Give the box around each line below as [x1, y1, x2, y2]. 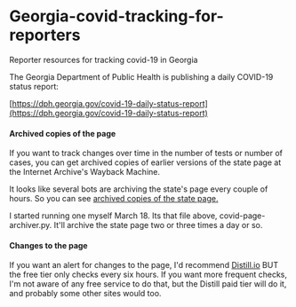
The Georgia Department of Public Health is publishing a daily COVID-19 [9, 71, 274, 82]
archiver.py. [9, 220, 52, 231]
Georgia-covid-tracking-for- [9, 6, 224, 27]
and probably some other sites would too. [9, 288, 162, 299]
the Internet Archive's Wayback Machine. [9, 167, 160, 177]
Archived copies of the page [9, 128, 116, 138]
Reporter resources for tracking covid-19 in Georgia [9, 54, 198, 65]
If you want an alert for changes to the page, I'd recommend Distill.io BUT [9, 260, 278, 271]
